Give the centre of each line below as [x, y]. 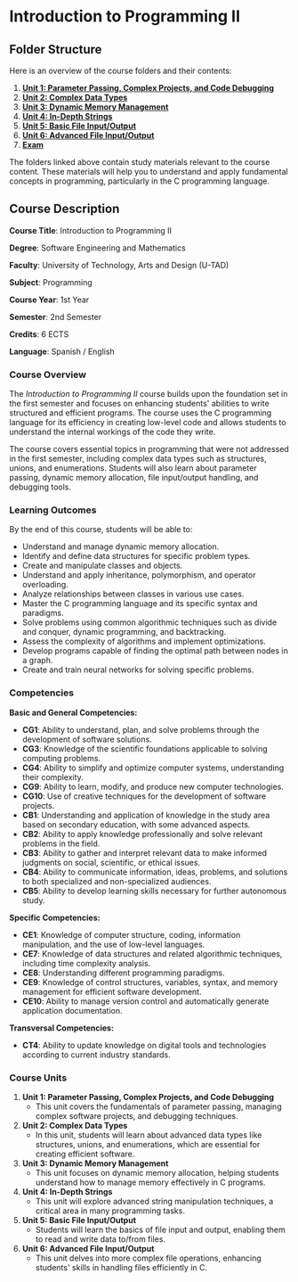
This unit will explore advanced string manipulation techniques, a [154, 1201]
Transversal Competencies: [61, 1028]
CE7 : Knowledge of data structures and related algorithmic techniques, [152, 953]
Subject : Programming [51, 282]
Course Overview [48, 374]
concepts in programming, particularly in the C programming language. [139, 181]
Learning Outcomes [53, 510]
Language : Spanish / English [62, 351]
